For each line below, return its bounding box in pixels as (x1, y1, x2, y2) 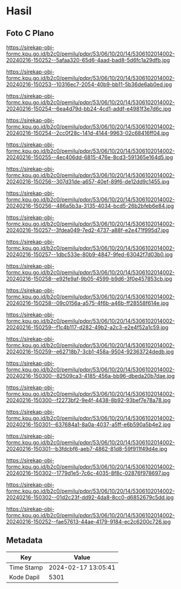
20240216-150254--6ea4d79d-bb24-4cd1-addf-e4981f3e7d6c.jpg (6, 105, 171, 112)
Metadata (6, 535, 43, 545)
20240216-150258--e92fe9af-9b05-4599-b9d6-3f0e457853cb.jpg (6, 275, 173, 282)
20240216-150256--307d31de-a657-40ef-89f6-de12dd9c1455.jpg (6, 178, 170, 185)
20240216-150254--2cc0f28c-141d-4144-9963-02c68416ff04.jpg (6, 130, 170, 136)
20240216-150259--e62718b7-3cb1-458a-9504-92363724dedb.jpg (6, 348, 174, 355)
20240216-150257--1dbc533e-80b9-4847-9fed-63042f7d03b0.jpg (6, 251, 173, 258)
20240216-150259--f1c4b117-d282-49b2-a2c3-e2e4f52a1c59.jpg (6, 324, 168, 331)
